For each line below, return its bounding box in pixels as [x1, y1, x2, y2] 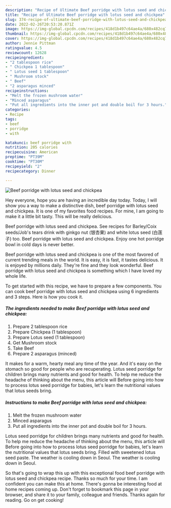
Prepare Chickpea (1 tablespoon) [12, 329, 82, 335]
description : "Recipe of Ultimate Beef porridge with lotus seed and [5, 7, 156, 13]
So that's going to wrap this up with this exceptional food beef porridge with [5, 470, 165, 476]
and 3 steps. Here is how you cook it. [5, 294, 83, 300]
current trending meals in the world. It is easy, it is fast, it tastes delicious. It [5, 256, 163, 263]
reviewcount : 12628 [5, 50, 47, 55]
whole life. [5, 273, 27, 279]
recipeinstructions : [5, 88, 49, 93]
